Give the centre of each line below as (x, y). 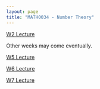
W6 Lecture (21, 68)
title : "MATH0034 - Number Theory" (50, 17)
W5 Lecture (21, 57)
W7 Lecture (20, 80)
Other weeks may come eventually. (49, 46)
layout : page (22, 12)
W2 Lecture (21, 34)
